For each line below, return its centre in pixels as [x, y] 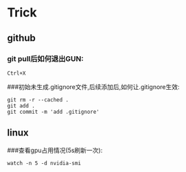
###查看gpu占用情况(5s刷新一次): [55, 150]
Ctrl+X [16, 73]
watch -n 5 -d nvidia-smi [44, 163]
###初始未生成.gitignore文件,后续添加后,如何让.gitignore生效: [93, 86]
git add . [21, 106]
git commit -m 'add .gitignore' [53, 112]
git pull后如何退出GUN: [45, 58]
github [22, 38]
